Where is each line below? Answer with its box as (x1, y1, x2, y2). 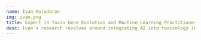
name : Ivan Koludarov (6, 8, 60, 15)
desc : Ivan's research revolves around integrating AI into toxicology (6, 25, 188, 31)
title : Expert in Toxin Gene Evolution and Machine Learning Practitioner (6, 19, 197, 25)
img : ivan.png (6, 14, 42, 20)
